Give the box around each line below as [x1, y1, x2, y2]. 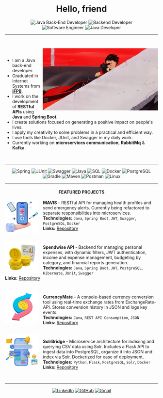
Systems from [12, 83, 40, 89]
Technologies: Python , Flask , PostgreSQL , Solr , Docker [43, 359, 151, 365]
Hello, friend [56, 3, 107, 15]
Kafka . [12, 144, 26, 151]
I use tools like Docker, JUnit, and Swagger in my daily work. [12, 134, 133, 140]
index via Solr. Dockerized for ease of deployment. [43, 354, 144, 360]
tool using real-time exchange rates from [43, 299, 125, 305]
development [12, 98, 39, 104]
